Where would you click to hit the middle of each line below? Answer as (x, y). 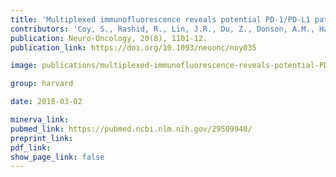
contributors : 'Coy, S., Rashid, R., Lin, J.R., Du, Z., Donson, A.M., (162, 29)
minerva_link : (40, 120)
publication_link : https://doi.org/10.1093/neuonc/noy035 (133, 47)
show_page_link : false (57, 157)
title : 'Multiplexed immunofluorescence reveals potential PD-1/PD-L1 (160, 19)
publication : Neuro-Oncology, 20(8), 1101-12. (109, 38)
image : (24, 66)
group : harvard (42, 84)
